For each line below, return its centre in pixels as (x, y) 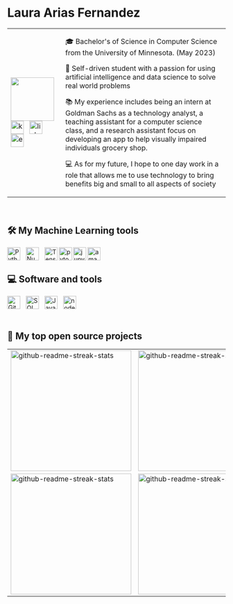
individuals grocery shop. (106, 147)
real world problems (98, 85)
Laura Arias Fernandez (74, 13)
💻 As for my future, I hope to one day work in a (142, 163)
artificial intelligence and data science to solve (141, 76)
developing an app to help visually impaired (136, 139)
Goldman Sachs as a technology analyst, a (134, 113)
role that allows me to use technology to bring (140, 175)
